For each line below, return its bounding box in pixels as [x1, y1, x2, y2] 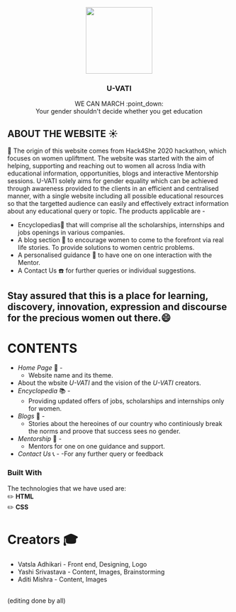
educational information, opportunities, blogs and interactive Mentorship [7, 169, 219, 177]
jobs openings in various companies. [17, 228, 125, 237]
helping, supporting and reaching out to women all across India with [7, 162, 206, 170]
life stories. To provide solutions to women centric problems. [17, 244, 195, 252]
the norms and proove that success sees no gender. [28, 427, 181, 436]
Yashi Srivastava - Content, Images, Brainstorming [17, 567, 165, 576]
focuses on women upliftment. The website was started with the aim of [7, 154, 215, 163]
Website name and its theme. [28, 371, 113, 380]
